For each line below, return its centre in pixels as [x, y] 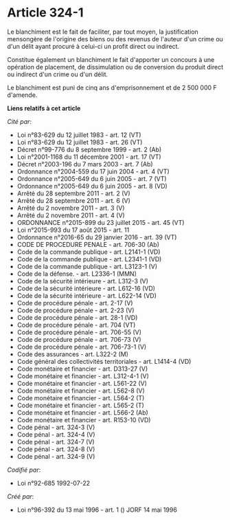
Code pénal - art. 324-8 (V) [56, 449]
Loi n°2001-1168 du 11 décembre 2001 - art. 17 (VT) [89, 157]
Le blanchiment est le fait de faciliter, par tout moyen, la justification [103, 32]
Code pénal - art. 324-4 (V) [56, 434]
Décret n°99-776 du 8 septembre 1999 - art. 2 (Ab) [89, 149]
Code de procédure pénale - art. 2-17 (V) [75, 303]
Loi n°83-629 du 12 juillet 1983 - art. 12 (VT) [79, 135]
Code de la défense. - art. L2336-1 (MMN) [77, 274]
